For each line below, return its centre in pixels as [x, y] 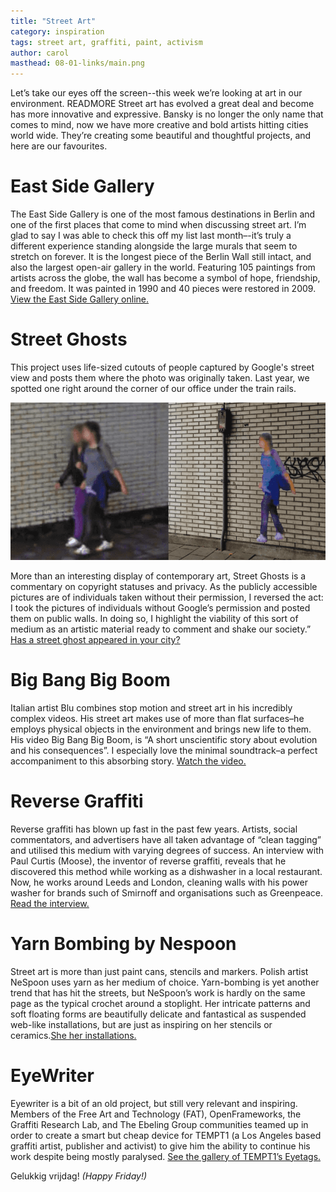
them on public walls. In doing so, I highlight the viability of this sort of [154, 618]
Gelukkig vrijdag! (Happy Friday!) [79, 1176]
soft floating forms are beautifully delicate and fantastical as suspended [158, 1014]
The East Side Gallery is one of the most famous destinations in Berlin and [163, 214]
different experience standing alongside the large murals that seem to [154, 246]
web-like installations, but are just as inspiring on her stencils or [141, 1024]
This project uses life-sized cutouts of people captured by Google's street [162, 367]
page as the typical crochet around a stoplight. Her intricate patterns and [160, 1003]
